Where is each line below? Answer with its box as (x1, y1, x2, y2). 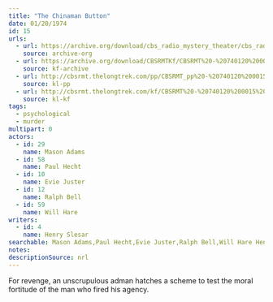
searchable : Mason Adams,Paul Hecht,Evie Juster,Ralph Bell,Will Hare (8, 239, 253, 247)
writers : (8, 216, 38, 224)
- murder (15, 118, 45, 126)
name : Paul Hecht (23, 163, 82, 171)
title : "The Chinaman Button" (8, 11, 111, 20)
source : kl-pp (23, 80, 71, 88)
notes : (8, 246, 31, 254)
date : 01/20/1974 (8, 19, 67, 28)
